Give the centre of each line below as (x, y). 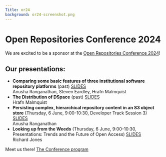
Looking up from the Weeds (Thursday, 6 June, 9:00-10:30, (74, 129)
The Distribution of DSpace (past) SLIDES (56, 97)
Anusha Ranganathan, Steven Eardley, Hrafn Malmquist (69, 92)
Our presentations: (35, 69)
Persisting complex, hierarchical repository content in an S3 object (83, 108)
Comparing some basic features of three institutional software (78, 81)
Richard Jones (27, 140)
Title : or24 (17, 10)
